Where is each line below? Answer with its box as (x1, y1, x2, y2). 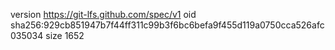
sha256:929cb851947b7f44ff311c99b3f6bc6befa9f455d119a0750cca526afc (10, 19, 325, 31)
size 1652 (45, 30, 85, 41)
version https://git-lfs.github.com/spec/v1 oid (10, 9, 197, 20)
